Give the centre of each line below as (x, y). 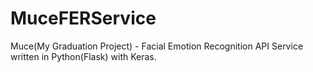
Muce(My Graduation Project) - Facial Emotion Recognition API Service (157, 46)
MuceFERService (83, 18)
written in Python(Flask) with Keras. (83, 56)
